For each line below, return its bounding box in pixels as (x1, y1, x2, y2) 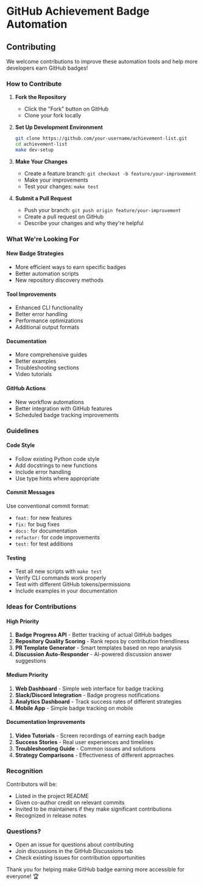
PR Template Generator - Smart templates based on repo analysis (15, 644, 181, 652)
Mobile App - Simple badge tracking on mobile (15, 704, 133, 712)
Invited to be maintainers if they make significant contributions (15, 805, 172, 813)
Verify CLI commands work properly (15, 574, 107, 581)
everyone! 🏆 (6, 873, 39, 880)
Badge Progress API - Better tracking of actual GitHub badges (15, 631, 172, 638)
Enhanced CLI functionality (15, 304, 83, 311)
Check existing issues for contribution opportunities (15, 854, 146, 862)
